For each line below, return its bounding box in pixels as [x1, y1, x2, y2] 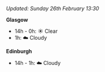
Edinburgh [6, 48, 32, 54]
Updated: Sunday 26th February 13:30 [6, 5, 100, 12]
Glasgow [6, 16, 28, 23]
